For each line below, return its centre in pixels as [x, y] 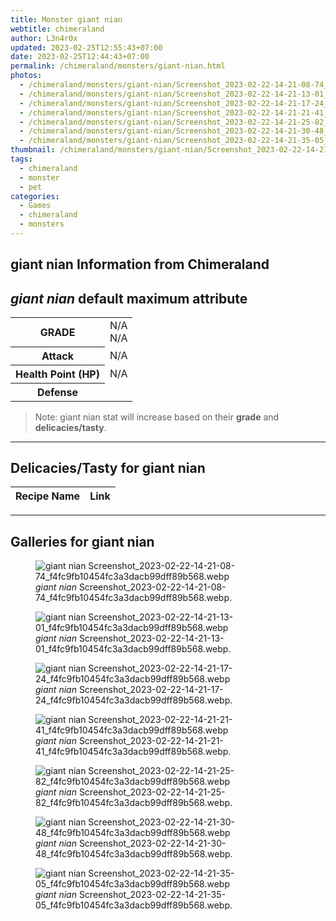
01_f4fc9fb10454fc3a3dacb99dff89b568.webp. [133, 649]
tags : [21, 159]
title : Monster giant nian [66, 19]
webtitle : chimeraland [57, 29]
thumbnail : [33, 150]
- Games [35, 206]
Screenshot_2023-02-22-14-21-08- [152, 587]
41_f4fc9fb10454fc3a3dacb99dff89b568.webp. [133, 752]
